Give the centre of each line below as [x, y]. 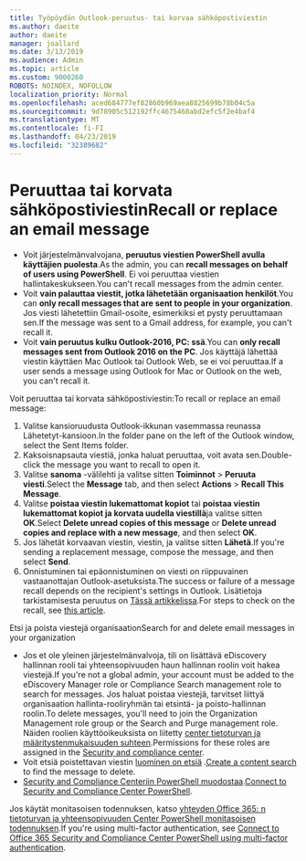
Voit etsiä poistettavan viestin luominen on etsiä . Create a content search [159, 761]
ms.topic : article [44, 69]
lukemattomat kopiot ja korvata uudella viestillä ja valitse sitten [142, 513]
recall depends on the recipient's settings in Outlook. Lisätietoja [142, 591]
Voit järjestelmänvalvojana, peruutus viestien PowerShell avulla [144, 254]
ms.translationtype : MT [55, 120]
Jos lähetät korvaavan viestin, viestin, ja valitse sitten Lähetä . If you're [153, 542]
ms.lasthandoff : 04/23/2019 [63, 137]
